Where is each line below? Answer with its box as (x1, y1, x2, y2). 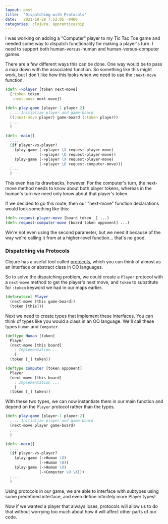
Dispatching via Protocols (5, 247, 70, 254)
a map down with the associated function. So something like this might (5, 67, 152, 73)
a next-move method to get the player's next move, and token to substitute (5, 279, 158, 285)
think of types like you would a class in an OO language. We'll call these (5, 318, 154, 324)
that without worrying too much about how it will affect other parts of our (5, 508, 157, 514)
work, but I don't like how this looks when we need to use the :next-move (5, 72, 156, 78)
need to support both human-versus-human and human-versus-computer (5, 46, 159, 52)
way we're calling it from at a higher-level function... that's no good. (5, 235, 146, 241)
